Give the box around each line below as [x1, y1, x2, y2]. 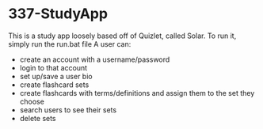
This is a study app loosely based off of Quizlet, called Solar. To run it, [8, 31, 237, 40]
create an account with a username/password [19, 55, 170, 64]
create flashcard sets [19, 80, 90, 89]
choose [19, 97, 45, 106]
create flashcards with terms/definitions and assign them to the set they [19, 88, 255, 97]
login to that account [19, 63, 88, 72]
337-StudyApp [8, 5, 109, 23]
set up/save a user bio [19, 71, 93, 81]
